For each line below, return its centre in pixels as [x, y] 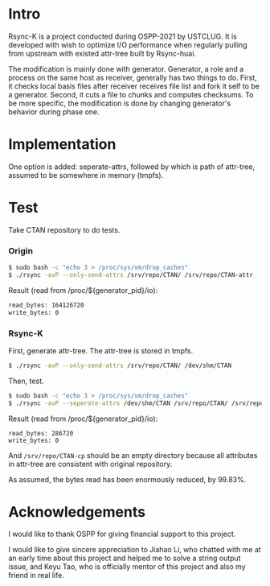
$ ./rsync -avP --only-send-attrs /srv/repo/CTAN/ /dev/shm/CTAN [120, 365]
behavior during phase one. [54, 111]
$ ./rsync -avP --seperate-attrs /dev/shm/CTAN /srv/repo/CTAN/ [118, 403]
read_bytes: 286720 [41, 433]
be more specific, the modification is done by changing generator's [120, 103]
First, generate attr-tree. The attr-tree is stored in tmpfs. [101, 350]
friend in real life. [36, 576]
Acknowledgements [77, 512]
